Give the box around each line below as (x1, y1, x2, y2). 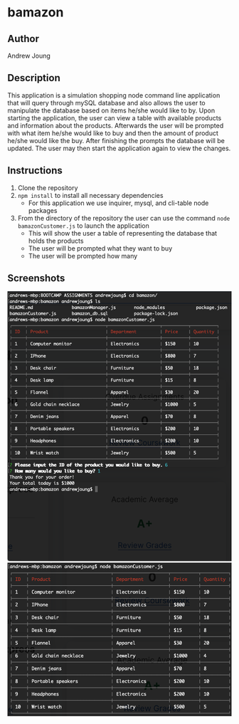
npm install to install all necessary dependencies (17, 191, 164, 199)
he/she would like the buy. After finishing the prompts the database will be (7, 136, 225, 145)
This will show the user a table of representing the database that (28, 229, 218, 237)
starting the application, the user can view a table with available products (7, 113, 222, 122)
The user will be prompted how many (28, 251, 138, 260)
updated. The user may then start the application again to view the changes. (7, 144, 231, 152)
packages (28, 206, 58, 214)
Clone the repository (17, 183, 78, 192)
